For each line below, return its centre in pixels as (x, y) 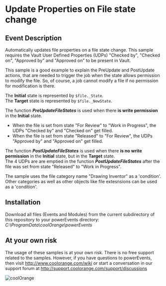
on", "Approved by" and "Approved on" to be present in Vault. (68, 60)
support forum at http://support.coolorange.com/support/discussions (76, 268)
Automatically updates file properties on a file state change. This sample (79, 50)
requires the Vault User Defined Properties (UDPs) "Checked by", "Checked (83, 55)
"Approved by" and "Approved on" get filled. (58, 141)
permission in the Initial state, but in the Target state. (60, 156)
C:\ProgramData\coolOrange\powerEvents (49, 225)
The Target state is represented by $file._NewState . (59, 101)
